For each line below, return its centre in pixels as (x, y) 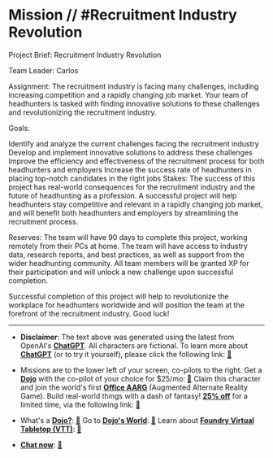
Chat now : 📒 (41, 444)
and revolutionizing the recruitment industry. (82, 112)
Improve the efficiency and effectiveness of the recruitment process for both (136, 161)
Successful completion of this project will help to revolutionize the (119, 296)
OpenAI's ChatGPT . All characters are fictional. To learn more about (134, 345)
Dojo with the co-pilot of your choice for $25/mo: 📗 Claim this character (141, 378)
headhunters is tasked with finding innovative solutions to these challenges (134, 103)
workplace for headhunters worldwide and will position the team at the (127, 305)
